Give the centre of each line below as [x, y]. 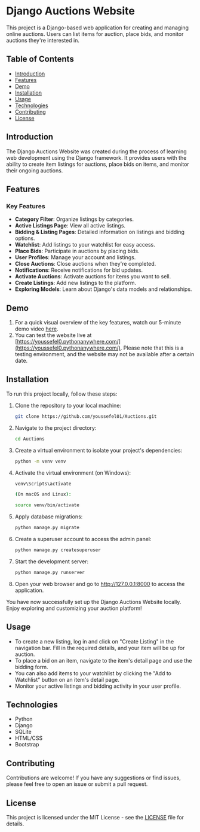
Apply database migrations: [49, 517]
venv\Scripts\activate [43, 484]
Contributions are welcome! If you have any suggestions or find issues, [93, 778]
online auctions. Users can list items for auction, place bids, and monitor [95, 34]
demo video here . [36, 329]
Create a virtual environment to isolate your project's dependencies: [99, 450]
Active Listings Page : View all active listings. [70, 226]
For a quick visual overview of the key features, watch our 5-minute [98, 323]
